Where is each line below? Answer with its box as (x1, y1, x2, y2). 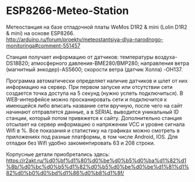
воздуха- (154, 53, 177, 60)
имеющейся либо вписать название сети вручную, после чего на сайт (6, 102, 183, 109)
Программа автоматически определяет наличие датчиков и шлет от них (6, 77, 188, 84)
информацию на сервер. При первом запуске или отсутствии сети (6, 83, 173, 90)
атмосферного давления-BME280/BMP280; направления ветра (31, 60, 190, 67)
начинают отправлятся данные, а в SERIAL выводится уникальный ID (6, 108, 179, 115)
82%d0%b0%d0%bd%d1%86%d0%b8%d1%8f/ (6, 169, 124, 176)
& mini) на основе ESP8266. (6, 29, 75, 36)
